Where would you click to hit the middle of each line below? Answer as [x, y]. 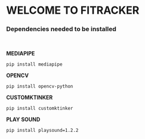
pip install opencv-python [40, 87]
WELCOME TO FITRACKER [73, 10]
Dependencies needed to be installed [61, 29]
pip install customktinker [40, 109]
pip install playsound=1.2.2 [42, 131]
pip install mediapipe [34, 64]
